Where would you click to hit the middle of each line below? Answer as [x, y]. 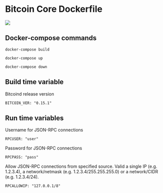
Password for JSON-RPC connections [44, 148]
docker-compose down [26, 67]
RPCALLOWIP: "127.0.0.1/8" [33, 186]
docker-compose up [24, 58]
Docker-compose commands [51, 38]
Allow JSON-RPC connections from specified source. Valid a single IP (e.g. [81, 166]
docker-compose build [27, 49]
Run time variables [35, 118]
